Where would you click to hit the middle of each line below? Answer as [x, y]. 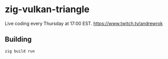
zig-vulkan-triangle [47, 9]
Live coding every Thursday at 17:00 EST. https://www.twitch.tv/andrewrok [84, 23]
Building [18, 39]
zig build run [20, 51]
